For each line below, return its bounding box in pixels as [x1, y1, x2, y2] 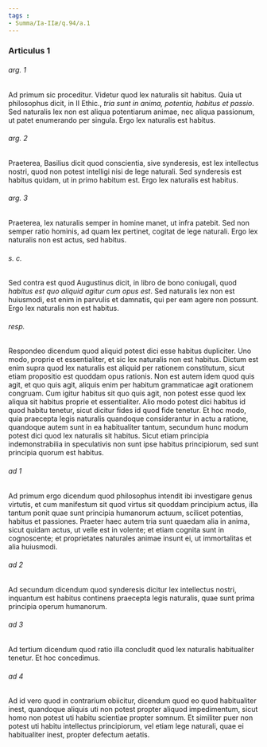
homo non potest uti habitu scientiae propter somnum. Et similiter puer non [8, 713, 253, 722]
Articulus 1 [8, 45, 51, 57]
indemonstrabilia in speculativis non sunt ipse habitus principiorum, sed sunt [8, 439, 259, 449]
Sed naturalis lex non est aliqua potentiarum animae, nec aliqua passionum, [8, 107, 255, 116]
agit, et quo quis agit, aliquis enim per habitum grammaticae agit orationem [8, 380, 253, 390]
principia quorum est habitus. [8, 448, 105, 458]
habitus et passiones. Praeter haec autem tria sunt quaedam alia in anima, [8, 516, 250, 526]
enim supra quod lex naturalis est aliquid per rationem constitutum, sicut [8, 364, 245, 373]
